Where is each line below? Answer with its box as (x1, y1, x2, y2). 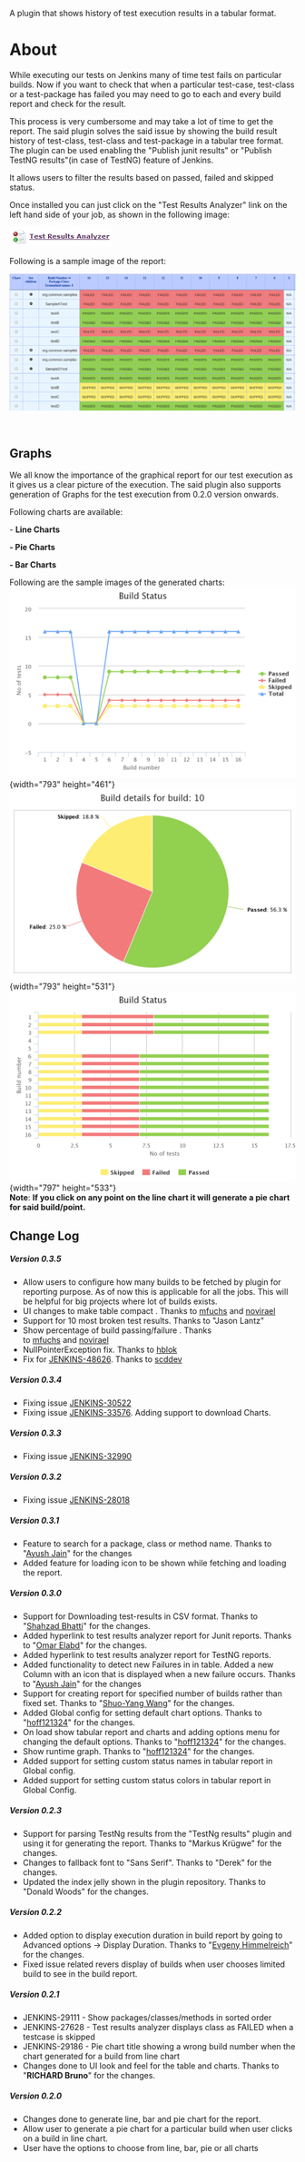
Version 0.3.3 (9, 1427, 62, 1438)
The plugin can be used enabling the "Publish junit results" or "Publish (9, 144, 272, 155)
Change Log (9, 1228, 80, 1243)
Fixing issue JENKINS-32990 (22, 1450, 133, 1461)
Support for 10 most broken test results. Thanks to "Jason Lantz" (22, 1315, 265, 1326)
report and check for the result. (9, 98, 127, 109)
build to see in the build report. (22, 1968, 138, 1979)
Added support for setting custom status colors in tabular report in (22, 1774, 271, 1785)
